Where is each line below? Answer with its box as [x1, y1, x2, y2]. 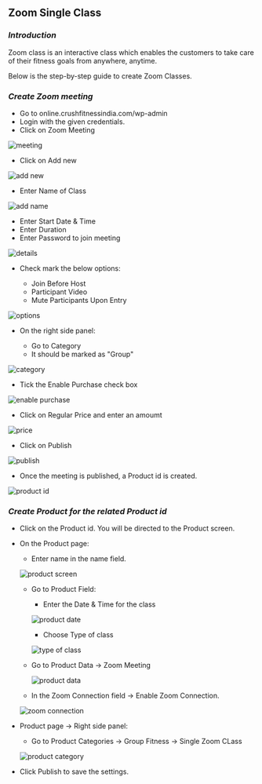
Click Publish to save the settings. [19, 767, 129, 776]
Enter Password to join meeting [19, 233, 121, 242]
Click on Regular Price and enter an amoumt [19, 410, 162, 419]
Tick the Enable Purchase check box [19, 380, 138, 389]
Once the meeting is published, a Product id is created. [19, 471, 198, 480]
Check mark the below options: [19, 263, 121, 273]
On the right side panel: [19, 326, 96, 335]
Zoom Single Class [8, 6, 102, 20]
